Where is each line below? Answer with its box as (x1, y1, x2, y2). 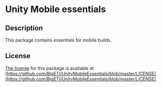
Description (5, 24, 43, 32)
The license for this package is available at (5, 65, 94, 71)
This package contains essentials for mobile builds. (5, 37, 112, 43)
